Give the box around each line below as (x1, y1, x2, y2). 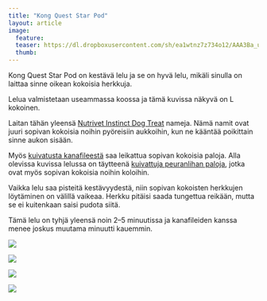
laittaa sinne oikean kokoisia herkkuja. (8, 79, 133, 88)
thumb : (15, 49, 37, 57)
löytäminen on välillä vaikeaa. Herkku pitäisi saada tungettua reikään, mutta (8, 192, 255, 201)
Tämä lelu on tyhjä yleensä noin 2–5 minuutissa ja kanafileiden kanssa (8, 216, 238, 225)
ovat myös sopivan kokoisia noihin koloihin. (8, 168, 149, 177)
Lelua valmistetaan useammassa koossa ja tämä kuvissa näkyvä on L (8, 95, 234, 104)
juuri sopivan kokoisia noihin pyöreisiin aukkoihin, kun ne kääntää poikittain (8, 127, 253, 136)
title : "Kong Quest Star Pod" (8, 11, 109, 20)
